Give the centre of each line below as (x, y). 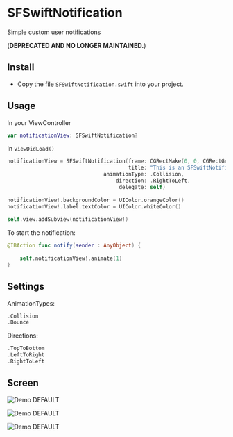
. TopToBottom (26, 349)
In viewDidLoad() (31, 149)
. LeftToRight (26, 355)
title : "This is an (156, 168)
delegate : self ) (143, 187)
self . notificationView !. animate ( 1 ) (71, 258)
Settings (26, 287)
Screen (23, 383)
